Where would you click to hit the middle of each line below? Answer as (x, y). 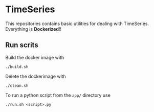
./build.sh (17, 67)
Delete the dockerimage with (36, 76)
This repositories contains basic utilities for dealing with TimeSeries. (77, 24)
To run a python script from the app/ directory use (58, 95)
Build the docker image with (35, 57)
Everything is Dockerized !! (34, 29)
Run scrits (22, 45)
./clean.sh (17, 85)
